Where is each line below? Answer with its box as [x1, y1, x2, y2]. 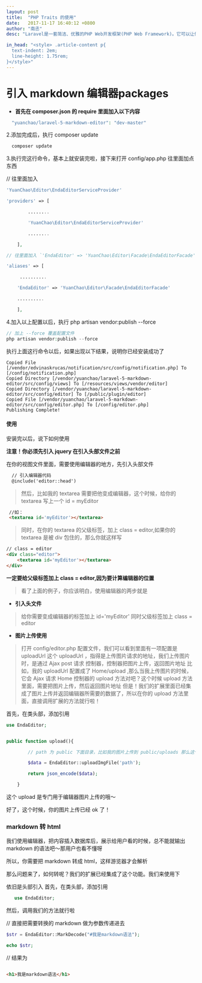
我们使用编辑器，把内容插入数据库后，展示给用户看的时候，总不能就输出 [6, 837, 185, 845]
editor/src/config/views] [6, 380, 71, 387]
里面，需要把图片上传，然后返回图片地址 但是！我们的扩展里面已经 [20, 682, 186, 689]
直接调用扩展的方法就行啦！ [31, 697, 100, 704]
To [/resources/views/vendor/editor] [73, 380, 168, 387]
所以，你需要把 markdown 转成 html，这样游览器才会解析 [6, 858, 148, 865]
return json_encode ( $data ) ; [28, 771, 98, 777]
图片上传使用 [14, 632, 47, 639]
